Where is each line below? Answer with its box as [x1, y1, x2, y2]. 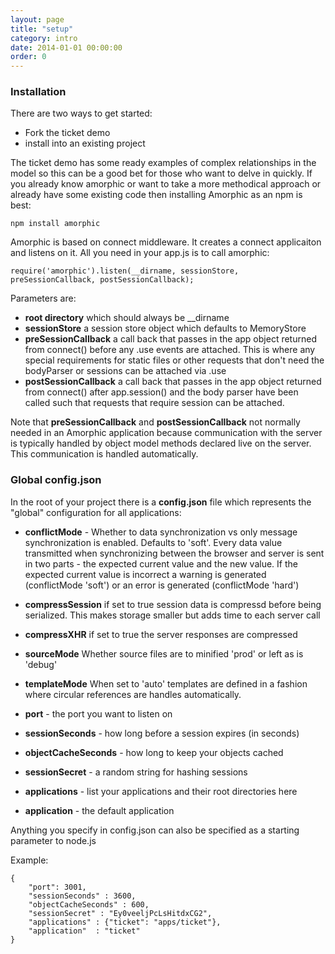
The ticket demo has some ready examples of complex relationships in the [10, 157, 317, 169]
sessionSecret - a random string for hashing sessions [24, 766, 248, 778]
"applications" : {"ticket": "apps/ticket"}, [28, 917, 222, 927]
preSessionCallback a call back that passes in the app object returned [24, 333, 317, 345]
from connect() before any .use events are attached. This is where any [24, 344, 316, 356]
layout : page [10, 14, 65, 25]
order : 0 [10, 52, 47, 62]
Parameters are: [10, 292, 77, 305]
